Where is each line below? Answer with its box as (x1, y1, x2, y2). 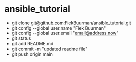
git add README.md (11, 40, 54, 46)
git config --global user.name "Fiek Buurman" (11, 25, 106, 31)
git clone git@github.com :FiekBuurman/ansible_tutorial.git (11, 20, 131, 26)
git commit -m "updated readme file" (11, 46, 88, 52)
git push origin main (11, 51, 53, 57)
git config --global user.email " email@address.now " (11, 30, 119, 36)
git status (11, 35, 31, 41)
